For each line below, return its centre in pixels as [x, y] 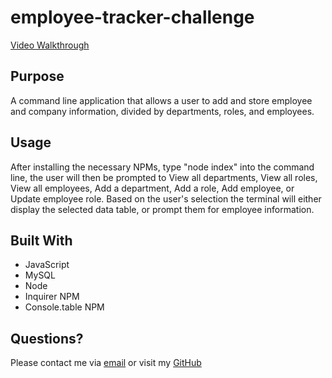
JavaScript [47, 265]
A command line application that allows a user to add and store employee [161, 100]
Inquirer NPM [52, 297]
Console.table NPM [64, 307]
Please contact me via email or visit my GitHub [106, 363]
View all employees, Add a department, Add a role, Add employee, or [152, 188]
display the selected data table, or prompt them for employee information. [162, 209]
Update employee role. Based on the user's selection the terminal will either [166, 198]
